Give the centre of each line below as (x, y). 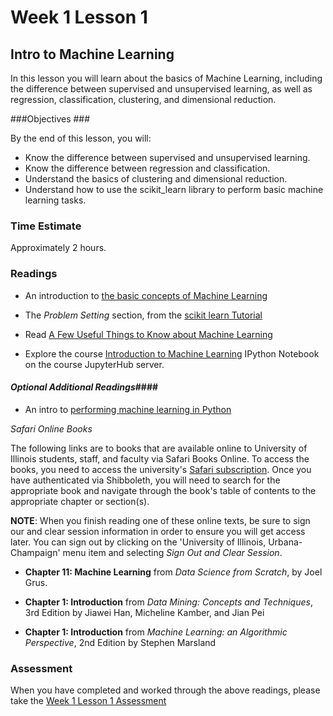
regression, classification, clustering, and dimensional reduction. (143, 99)
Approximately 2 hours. (58, 248)
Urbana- (285, 542)
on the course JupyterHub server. (94, 364)
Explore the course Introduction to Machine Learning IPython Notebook (172, 353)
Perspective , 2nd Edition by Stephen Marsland (120, 642)
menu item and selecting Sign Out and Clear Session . (172, 552)
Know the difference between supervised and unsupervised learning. (167, 157)
